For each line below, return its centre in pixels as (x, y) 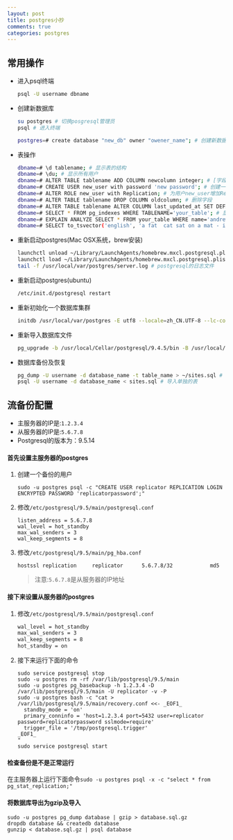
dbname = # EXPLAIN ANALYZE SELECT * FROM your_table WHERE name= (112, 220)
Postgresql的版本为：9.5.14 (56, 440)
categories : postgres (38, 33)
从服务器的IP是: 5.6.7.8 (50, 432)
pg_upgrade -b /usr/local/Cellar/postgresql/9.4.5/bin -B (103, 348)
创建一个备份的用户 (45, 475)
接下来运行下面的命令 (48, 660)
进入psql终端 (35, 81)
